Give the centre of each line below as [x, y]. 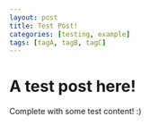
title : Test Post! [44, 26]
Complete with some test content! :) [75, 112]
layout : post [34, 17]
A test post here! [73, 87]
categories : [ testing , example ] [70, 34]
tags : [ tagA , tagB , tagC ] [57, 42]
